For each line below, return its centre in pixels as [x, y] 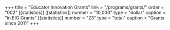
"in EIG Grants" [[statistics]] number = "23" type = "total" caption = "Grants [85, 18]
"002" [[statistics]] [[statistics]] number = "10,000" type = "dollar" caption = [86, 12]
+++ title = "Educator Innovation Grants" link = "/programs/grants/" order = [84, 7]
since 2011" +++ [22, 23]
